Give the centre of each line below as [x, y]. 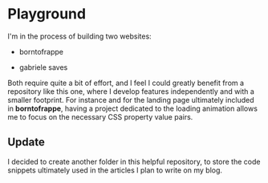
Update [26, 142]
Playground [47, 14]
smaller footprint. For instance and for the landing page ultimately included [131, 100]
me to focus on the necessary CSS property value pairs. [100, 116]
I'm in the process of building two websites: [79, 36]
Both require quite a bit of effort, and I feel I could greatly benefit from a [126, 83]
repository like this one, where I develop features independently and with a [131, 91]
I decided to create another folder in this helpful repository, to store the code [134, 161]
